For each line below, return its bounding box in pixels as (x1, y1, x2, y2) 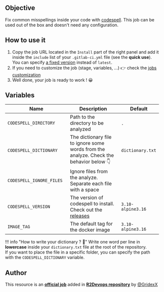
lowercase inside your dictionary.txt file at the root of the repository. (5, 244, 147, 250)
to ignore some (70, 140, 105, 146)
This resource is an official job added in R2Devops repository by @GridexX (5, 282, 158, 288)
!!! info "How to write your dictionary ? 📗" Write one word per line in (5, 239, 141, 245)
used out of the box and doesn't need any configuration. (5, 22, 119, 28)
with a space (70, 186, 99, 193)
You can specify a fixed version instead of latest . (12, 59, 113, 65)
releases (70, 213, 90, 219)
